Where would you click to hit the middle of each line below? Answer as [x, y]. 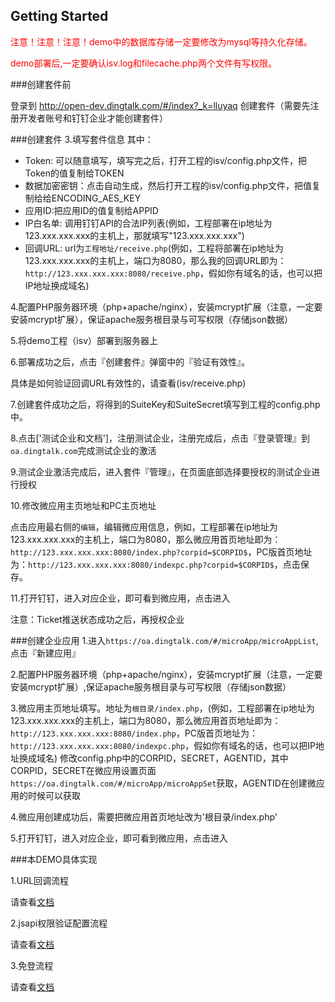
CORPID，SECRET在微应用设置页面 [83, 770]
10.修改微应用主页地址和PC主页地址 [83, 505]
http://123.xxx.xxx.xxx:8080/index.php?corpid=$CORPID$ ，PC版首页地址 [161, 551]
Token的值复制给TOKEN [74, 173]
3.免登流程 [32, 965]
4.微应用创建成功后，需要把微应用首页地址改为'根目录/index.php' [144, 816]
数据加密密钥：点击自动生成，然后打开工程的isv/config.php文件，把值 [168, 185]
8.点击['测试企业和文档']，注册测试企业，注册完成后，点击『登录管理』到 [160, 438]
